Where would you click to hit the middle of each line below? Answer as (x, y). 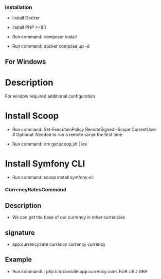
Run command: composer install (44, 37)
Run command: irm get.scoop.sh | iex (50, 144)
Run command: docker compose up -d (51, 46)
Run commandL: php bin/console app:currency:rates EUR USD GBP (80, 271)
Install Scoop (32, 116)
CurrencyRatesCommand (36, 190)
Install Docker (26, 18)
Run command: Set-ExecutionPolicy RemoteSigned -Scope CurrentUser (84, 129)
